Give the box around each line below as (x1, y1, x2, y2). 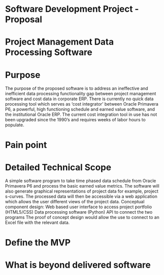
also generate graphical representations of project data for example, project (5, 188, 159, 194)
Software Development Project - (5, 3, 139, 15)
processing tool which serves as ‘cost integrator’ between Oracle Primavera (5, 101, 159, 107)
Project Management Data (5, 36, 114, 48)
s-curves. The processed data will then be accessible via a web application (5, 193, 158, 199)
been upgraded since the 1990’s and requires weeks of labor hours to (5, 117, 146, 123)
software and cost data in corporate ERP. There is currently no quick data (5, 96, 154, 102)
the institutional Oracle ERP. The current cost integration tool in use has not (5, 111, 157, 117)
